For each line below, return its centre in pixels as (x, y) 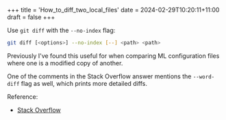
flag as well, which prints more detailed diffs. (84, 83)
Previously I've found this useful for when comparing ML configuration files (113, 56)
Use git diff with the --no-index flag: (61, 30)
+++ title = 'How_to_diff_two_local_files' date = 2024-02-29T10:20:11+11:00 (113, 10)
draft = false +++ (31, 17)
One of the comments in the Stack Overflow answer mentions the (99, 76)
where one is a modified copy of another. (65, 63)
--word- (204, 77)
